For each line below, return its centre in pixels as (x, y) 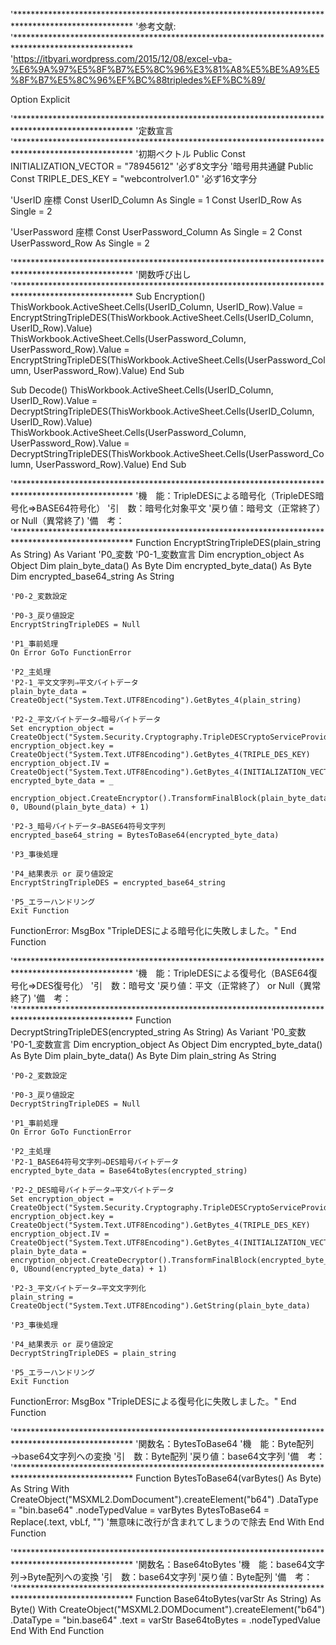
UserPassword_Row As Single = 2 (80, 243)
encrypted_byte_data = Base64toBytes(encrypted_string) (129, 1171)
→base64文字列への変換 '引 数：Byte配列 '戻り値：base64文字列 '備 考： (168, 1456)
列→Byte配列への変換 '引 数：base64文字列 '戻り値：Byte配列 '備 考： (161, 1577)
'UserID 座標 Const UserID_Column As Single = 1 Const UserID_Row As (156, 200)
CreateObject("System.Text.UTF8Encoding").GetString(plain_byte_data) (160, 1306)
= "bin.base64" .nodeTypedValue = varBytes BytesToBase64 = (140, 1510)
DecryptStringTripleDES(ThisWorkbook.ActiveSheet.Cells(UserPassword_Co (167, 453)
